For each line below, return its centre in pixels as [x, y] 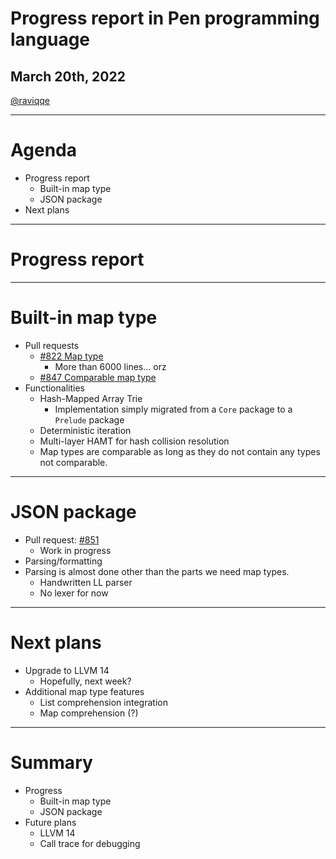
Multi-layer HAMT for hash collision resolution [134, 441]
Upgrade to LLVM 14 [67, 670]
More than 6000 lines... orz [110, 366]
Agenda [43, 150]
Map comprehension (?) [89, 713]
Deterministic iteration [85, 430]
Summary [51, 762]
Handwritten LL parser [86, 582]
